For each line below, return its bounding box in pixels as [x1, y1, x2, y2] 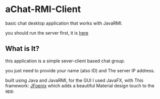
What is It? [5, 44, 39, 53]
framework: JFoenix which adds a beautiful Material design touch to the [5, 82, 155, 88]
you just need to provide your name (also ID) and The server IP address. [5, 67, 155, 73]
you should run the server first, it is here [5, 30, 89, 36]
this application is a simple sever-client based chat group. [5, 58, 125, 64]
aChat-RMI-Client [5, 4, 81, 15]
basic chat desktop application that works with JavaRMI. [5, 20, 123, 26]
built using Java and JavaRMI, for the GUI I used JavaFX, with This [5, 77, 144, 83]
